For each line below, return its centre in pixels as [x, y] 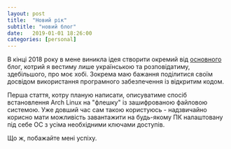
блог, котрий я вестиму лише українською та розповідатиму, [99, 67]
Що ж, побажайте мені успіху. [52, 138]
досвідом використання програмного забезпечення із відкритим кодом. [115, 81]
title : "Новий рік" [37, 20]
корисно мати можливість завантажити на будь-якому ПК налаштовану [115, 117]
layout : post [26, 14]
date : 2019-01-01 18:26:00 [50, 33]
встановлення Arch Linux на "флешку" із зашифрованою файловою [107, 102]
